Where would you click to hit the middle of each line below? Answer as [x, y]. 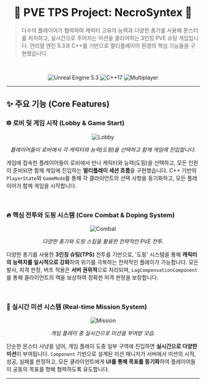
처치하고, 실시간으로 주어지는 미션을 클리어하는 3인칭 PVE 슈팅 [103, 38]
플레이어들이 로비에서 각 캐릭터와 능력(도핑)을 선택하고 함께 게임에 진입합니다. [103, 149]
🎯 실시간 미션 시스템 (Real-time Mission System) [77, 306]
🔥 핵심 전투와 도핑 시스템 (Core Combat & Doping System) [91, 215]
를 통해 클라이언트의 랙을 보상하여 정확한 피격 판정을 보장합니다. [82, 277]
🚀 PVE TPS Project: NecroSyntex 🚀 [103, 13]
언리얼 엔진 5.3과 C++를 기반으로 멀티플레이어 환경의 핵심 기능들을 [109, 45]
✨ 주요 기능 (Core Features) [58, 104]
